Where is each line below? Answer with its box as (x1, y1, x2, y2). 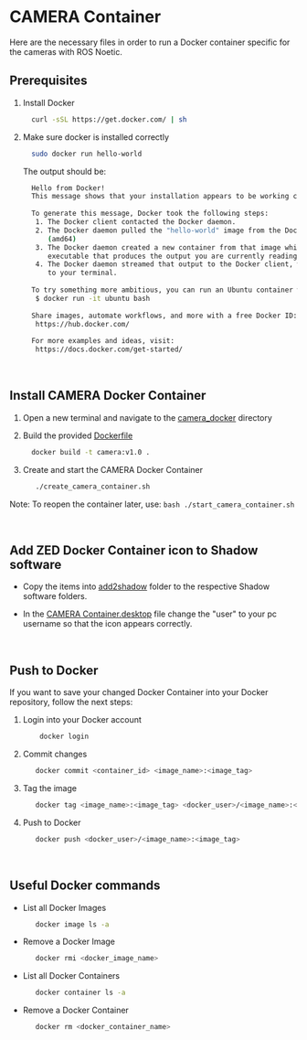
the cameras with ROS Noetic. (9, 46, 123, 57)
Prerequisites (9, 73, 88, 89)
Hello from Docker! (31, 183, 105, 193)
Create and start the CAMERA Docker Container (22, 464, 204, 475)
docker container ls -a (35, 988, 126, 998)
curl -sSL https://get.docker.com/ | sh (31, 114, 187, 124)
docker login (39, 732, 90, 742)
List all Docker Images (22, 902, 107, 913)
